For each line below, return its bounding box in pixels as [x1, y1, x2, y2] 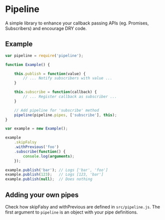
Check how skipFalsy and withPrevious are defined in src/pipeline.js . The [5, 203, 161, 209]
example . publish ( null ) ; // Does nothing [5, 176, 93, 182]
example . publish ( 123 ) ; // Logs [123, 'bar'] [5, 172, 104, 177]
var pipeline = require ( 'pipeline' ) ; [5, 53, 84, 58]
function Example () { [5, 62, 50, 67]
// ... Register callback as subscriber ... [23, 94, 117, 99]
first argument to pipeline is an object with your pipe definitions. [5, 209, 138, 215]
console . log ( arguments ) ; [23, 153, 75, 158]
